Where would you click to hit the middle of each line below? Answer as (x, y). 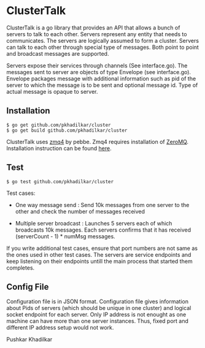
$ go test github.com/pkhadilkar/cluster (60, 181)
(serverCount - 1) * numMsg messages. (65, 236)
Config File (28, 286)
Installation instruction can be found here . (59, 148)
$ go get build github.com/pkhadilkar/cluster (67, 130)
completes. (21, 268)
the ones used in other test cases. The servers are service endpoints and (99, 254)
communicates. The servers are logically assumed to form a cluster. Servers (103, 40)
